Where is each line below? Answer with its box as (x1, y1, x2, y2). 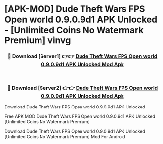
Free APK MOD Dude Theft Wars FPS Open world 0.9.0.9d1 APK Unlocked (4, 113, 155, 119)
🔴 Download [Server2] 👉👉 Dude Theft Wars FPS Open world (7, 85, 158, 92)
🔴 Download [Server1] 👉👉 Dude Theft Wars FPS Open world (7, 53, 158, 60)
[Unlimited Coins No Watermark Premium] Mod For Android (4, 133, 125, 139)
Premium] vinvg (4, 35, 71, 46)
